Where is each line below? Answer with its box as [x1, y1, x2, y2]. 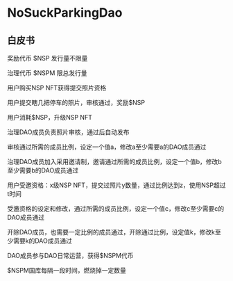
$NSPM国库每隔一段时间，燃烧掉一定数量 [7, 266, 127, 274]
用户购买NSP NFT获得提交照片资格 [7, 83, 107, 92]
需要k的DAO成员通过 [12, 236, 73, 245]
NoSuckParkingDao [7, 5, 123, 21]
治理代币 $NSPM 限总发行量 [7, 69, 87, 77]
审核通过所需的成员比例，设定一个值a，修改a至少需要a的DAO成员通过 [7, 143, 207, 151]
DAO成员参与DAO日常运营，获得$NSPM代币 [7, 252, 134, 259]
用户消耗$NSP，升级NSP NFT [7, 113, 92, 121]
